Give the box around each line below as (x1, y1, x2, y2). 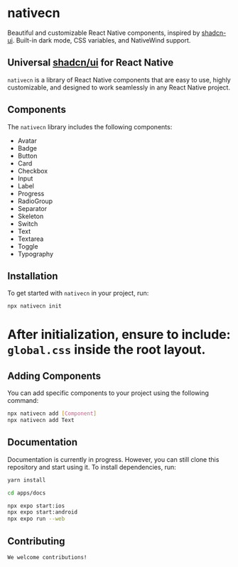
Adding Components (7, 369, 102, 382)
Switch (17, 219, 38, 228)
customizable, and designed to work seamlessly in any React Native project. (7, 83, 231, 92)
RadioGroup (17, 197, 53, 205)
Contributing (7, 535, 65, 547)
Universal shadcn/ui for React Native (7, 57, 174, 69)
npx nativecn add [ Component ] (7, 410, 97, 417)
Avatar (17, 136, 37, 145)
